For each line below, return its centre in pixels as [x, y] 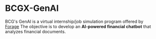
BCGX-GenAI [32, 8]
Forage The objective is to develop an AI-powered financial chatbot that [78, 26]
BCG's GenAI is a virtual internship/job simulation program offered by [74, 21]
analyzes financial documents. [35, 31]
